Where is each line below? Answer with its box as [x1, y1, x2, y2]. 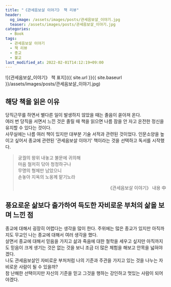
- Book [10, 31, 24, 36]
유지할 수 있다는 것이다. [5, 125, 52, 131]
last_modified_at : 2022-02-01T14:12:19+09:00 [5, 60, 104, 65]
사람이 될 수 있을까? [18, 263, 58, 270]
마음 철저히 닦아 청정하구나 [17, 161, 71, 167]
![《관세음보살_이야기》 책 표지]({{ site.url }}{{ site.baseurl [5, 75, 123, 81]
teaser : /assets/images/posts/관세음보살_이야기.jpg [10, 21, 116, 27]
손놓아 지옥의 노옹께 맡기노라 [17, 174, 76, 180]
